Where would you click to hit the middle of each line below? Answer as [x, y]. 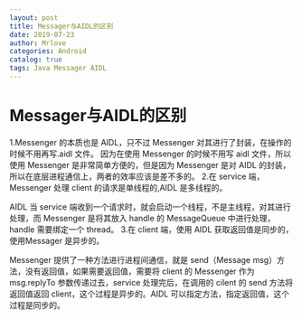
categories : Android [48, 52]
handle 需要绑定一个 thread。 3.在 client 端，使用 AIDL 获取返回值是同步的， [151, 229]
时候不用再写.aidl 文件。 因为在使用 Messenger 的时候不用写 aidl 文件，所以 [151, 154]
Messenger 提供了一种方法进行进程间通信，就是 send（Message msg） [143, 259]
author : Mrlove [38, 43]
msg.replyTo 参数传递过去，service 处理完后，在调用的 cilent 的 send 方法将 [151, 282]
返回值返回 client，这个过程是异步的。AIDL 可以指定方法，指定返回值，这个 [150, 294]
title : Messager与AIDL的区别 [61, 26]
